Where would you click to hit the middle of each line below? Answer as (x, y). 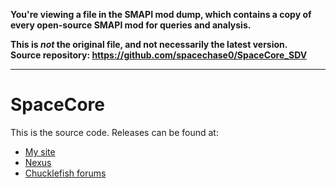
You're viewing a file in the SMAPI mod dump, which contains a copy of (161, 14)
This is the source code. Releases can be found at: (114, 132)
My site (40, 151)
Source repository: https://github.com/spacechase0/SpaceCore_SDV (159, 55)
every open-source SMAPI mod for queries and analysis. (131, 25)
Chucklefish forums (65, 173)
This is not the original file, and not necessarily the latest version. (149, 44)
